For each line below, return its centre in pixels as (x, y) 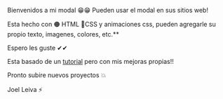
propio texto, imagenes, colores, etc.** (63, 34)
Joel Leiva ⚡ (25, 90)
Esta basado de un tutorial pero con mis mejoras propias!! (90, 61)
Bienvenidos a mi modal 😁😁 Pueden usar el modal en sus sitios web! (108, 10)
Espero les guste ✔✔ (38, 48)
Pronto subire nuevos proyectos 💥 (57, 75)
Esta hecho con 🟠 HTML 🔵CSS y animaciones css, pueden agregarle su (111, 24)
